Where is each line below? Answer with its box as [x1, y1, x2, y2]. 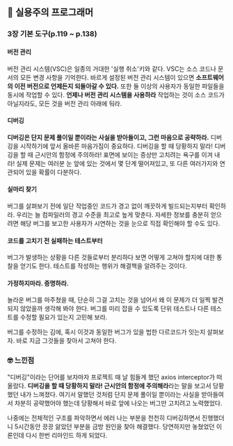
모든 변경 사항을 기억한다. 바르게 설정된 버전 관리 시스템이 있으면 [19, 73, 195, 81]
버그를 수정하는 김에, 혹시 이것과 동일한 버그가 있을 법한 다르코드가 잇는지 [7, 328, 206, 336]
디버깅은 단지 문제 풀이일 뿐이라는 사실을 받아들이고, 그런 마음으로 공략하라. [7, 133, 209, 141]
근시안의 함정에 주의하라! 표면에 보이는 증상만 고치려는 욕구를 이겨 [34, 150, 214, 158]
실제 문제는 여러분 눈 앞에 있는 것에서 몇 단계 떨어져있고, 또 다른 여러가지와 [16, 159, 218, 167]
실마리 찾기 [7, 185, 37, 193]
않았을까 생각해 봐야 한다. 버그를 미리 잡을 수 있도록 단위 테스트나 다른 [19, 304, 209, 313]
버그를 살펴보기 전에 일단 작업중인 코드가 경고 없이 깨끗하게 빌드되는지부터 [7, 201, 208, 210]
